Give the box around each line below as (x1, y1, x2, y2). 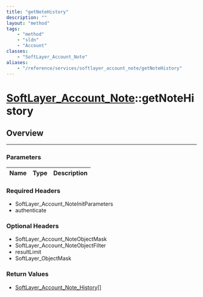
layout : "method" (6, 20, 50, 26)
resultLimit (14, 249, 42, 256)
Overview (6, 128, 44, 138)
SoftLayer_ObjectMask (14, 255, 71, 262)
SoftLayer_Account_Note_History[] (14, 284, 101, 291)
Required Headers (6, 186, 60, 195)
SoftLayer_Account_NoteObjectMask (14, 235, 108, 243)
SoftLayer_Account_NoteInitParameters (14, 200, 114, 207)
